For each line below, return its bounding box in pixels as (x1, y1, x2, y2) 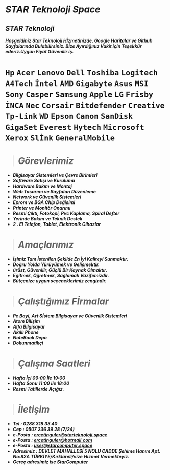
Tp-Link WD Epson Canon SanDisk (5, 112, 133, 121)
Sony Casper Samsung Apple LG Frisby (5, 90, 154, 99)
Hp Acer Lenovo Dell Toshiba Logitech (5, 68, 158, 78)
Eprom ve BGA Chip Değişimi (12, 199, 76, 206)
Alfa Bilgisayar (12, 324, 45, 330)
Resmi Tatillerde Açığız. (12, 385, 64, 392)
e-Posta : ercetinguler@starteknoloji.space (12, 432, 108, 438)
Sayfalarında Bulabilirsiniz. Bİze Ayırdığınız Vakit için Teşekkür (5, 43, 142, 49)
